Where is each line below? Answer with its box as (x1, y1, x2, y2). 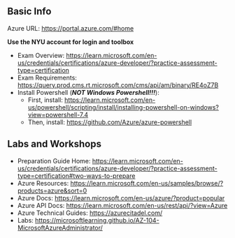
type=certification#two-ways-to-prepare (17, 171, 136, 180)
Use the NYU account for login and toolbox (7, 38, 134, 46)
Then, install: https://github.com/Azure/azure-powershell (27, 118, 192, 126)
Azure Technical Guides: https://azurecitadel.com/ (17, 209, 163, 217)
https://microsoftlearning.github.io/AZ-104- (34, 216, 159, 224)
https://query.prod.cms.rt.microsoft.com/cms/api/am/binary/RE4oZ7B (17, 80, 219, 89)
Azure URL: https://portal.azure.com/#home (7, 24, 134, 32)
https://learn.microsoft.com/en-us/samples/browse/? (70, 179, 224, 187)
